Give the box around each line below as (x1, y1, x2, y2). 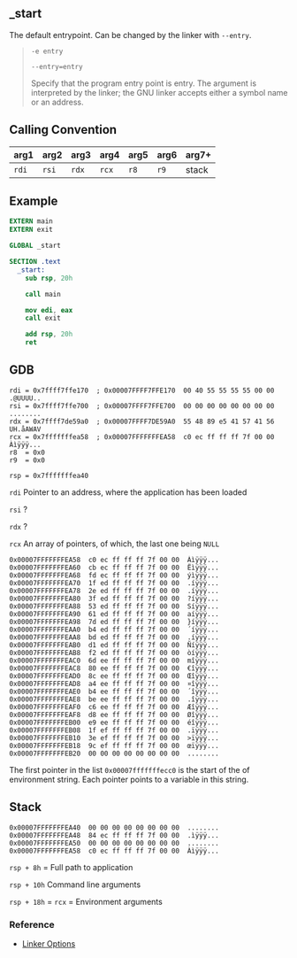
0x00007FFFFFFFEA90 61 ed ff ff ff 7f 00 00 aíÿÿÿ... (9, 609, 219, 618)
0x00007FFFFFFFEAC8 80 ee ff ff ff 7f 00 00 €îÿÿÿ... (9, 663, 219, 673)
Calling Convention (9, 122, 118, 137)
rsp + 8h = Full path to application (9, 861, 133, 872)
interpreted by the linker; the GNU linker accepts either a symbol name (30, 87, 288, 97)
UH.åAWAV (9, 424, 42, 434)
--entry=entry (30, 62, 83, 71)
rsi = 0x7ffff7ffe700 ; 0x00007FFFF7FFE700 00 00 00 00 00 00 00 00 (9, 401, 275, 410)
